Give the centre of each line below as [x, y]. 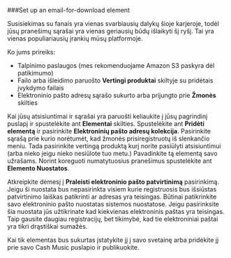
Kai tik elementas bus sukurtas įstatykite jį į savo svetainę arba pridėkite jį [113, 240]
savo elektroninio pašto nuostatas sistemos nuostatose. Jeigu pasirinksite [113, 204]
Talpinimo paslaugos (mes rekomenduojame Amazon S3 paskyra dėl [116, 65]
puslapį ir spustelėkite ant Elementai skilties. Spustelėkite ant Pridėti [106, 124]
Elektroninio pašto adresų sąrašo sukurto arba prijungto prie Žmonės [117, 95]
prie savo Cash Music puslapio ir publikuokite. [73, 247]
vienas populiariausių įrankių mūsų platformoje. [75, 38]
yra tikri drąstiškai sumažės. [47, 226]
